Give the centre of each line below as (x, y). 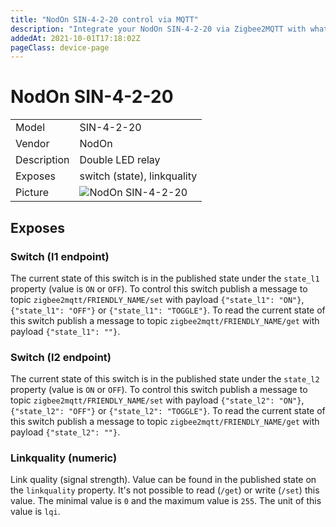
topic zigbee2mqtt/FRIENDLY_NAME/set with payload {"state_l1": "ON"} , (157, 299)
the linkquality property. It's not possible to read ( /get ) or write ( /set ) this (165, 490)
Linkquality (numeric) (64, 458)
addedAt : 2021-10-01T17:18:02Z (75, 38)
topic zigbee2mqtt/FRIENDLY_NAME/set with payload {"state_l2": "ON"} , (157, 400)
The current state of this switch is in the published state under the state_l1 (165, 278)
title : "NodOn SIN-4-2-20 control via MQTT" (104, 19)
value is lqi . (35, 512)
